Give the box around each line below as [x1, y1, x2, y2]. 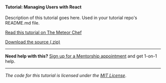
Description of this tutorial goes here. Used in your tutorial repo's [5, 15, 137, 21]
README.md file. [5, 20, 40, 26]
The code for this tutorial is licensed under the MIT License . [5, 73, 127, 79]
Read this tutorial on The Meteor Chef [5, 29, 82, 35]
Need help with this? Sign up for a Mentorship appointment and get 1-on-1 [5, 53, 157, 59]
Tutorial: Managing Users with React [5, 4, 82, 10]
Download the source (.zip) [5, 39, 61, 45]
